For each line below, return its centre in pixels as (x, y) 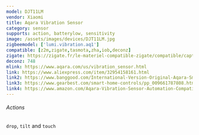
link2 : (14, 78)
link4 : (14, 89)
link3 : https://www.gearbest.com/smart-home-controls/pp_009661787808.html (102, 83)
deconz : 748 (21, 61)
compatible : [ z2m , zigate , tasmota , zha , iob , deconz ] (69, 50)
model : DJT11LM (25, 12)
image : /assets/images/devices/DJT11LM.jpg (61, 39)
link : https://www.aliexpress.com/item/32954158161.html (78, 72)
